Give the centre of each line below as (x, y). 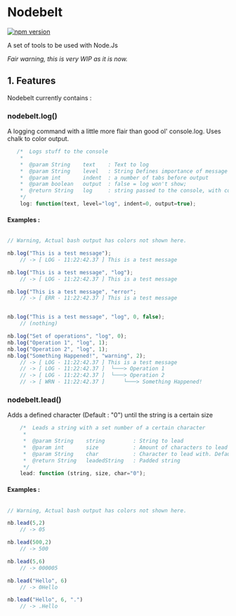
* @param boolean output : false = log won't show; (104, 184)
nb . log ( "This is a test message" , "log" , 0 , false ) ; (86, 317)
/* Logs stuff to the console (63, 152)
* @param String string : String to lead (103, 441)
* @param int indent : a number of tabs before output (114, 178)
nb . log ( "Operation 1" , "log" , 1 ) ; (58, 342)
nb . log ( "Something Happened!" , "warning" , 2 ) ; (77, 356)
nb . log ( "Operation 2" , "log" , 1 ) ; (58, 349)
